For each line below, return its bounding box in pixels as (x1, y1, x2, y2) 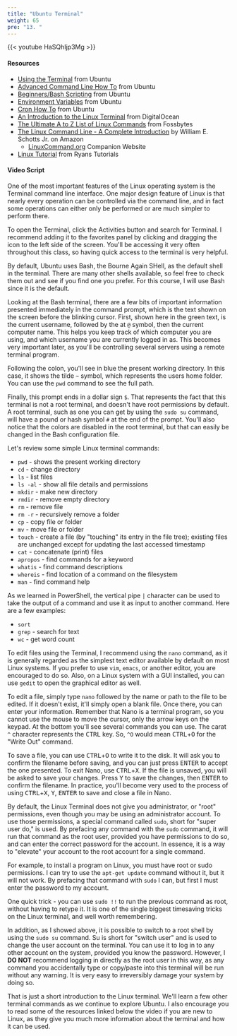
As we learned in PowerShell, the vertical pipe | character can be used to (7, 591, 221, 600)
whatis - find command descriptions (17, 562, 123, 571)
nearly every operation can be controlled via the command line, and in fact (7, 196, 224, 205)
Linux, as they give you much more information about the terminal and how (7, 1014, 225, 1023)
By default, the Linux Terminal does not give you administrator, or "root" (7, 802, 217, 811)
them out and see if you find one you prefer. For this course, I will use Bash (7, 276, 225, 285)
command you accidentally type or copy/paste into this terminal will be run (7, 963, 224, 972)
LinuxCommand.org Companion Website (28, 142, 146, 150)
